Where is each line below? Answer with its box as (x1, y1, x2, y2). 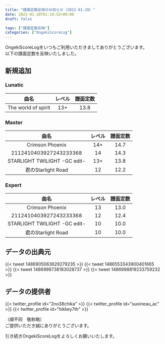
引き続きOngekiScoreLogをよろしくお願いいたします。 (5, 333, 117, 339)
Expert (5, 182, 22, 189)
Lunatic (5, 81, 24, 88)
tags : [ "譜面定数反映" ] (5, 25, 50, 30)
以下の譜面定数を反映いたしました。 (5, 51, 79, 57)
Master (5, 119, 23, 126)
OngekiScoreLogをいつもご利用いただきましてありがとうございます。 (5, 44, 148, 50)
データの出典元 (5, 248, 51, 256)
